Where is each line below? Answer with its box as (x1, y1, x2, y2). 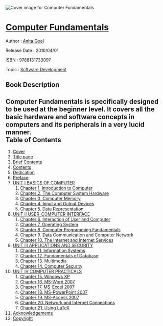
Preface (12, 175, 29, 181)
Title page (12, 154, 33, 160)
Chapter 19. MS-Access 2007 (20, 295, 80, 301)
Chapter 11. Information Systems (20, 248, 85, 253)
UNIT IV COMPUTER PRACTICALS (12, 269, 82, 275)
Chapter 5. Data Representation (20, 206, 84, 212)
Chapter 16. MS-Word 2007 (20, 279, 75, 285)
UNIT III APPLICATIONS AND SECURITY (12, 243, 93, 249)
